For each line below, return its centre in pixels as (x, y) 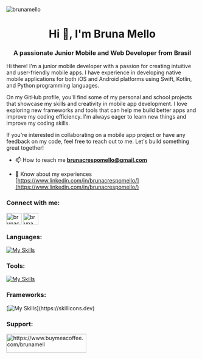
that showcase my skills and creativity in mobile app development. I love (97, 104)
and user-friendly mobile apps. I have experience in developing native (94, 72)
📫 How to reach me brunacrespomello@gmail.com (81, 160)
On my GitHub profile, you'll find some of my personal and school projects (99, 97)
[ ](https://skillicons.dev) (50, 308)
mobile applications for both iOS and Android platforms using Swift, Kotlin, (99, 79)
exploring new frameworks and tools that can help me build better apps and (101, 110)
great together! (25, 148)
